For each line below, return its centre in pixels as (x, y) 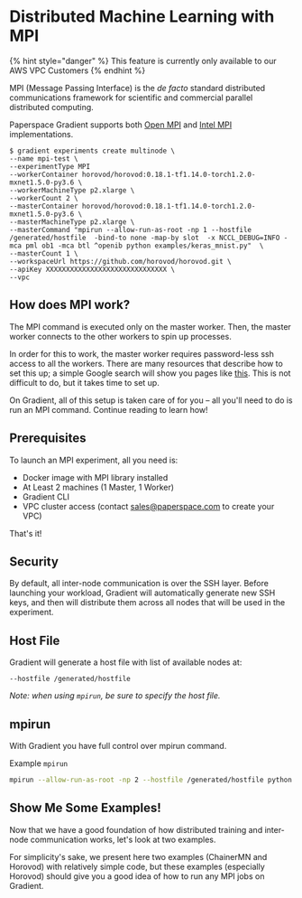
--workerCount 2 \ (44, 198)
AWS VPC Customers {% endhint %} (78, 70)
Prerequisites (48, 439)
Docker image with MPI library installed (95, 477)
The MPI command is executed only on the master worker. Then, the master (150, 326)
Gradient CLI (46, 496)
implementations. (41, 134)
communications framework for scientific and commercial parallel (131, 98)
